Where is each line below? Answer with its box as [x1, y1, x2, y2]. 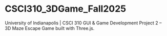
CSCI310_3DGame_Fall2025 [5, 3, 127, 15]
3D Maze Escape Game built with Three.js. [5, 25, 95, 31]
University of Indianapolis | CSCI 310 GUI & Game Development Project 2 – [5, 20, 162, 26]
